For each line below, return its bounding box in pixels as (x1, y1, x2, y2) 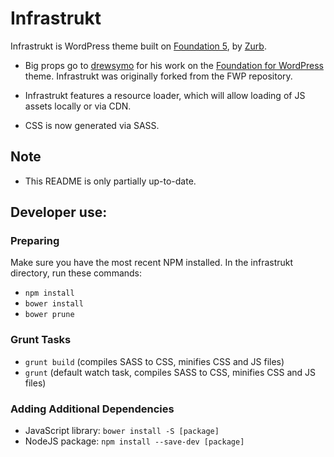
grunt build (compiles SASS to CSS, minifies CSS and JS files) (24, 355, 285, 367)
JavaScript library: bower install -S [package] (24, 425, 220, 437)
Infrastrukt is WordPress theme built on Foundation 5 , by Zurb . (10, 40, 267, 52)
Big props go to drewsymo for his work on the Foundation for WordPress (24, 59, 324, 71)
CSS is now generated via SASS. (24, 119, 160, 131)
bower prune (24, 310, 75, 320)
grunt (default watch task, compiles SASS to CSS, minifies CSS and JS (24, 366, 317, 378)
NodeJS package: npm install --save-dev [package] (24, 435, 245, 447)
